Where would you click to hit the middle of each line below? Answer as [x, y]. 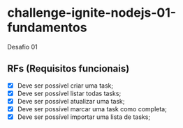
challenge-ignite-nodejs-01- [92, 13]
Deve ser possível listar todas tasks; [69, 93]
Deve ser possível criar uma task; [65, 86]
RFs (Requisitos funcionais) [68, 69]
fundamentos [47, 27]
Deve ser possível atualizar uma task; [71, 101]
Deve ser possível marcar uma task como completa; [92, 109]
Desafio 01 [22, 47]
